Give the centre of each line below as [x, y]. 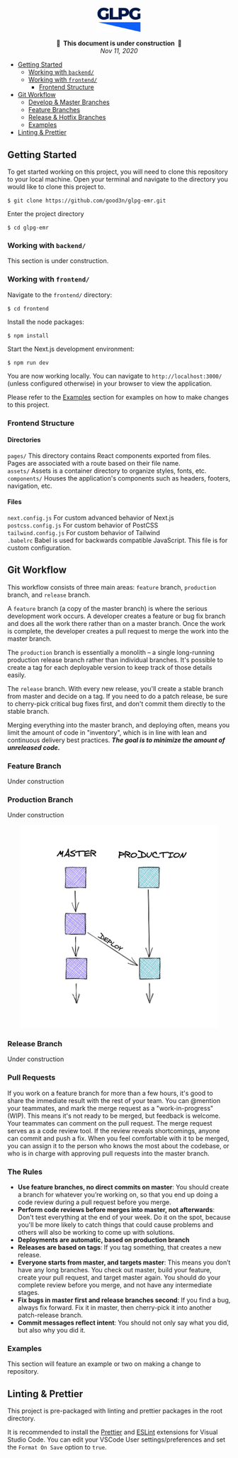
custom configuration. [40, 548]
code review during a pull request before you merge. [94, 1202]
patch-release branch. [50, 1315]
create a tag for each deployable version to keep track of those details [110, 667]
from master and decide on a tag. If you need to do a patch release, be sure [118, 696]
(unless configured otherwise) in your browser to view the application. [110, 383]
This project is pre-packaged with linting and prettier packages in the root [115, 1411]
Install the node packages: [46, 322]
